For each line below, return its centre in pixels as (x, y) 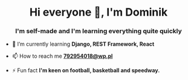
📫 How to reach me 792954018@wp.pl (62, 56)
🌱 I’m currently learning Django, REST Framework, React (83, 44)
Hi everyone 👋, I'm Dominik (99, 12)
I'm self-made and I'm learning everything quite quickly (99, 31)
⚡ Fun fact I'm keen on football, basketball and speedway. (86, 70)
